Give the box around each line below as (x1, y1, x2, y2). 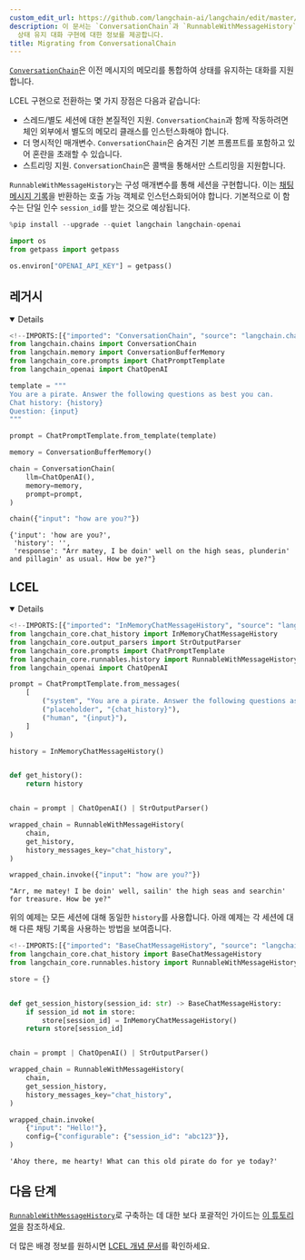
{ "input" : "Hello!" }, (25, 1124, 107, 1133)
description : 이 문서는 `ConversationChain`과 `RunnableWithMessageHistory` (9, 22, 297, 31)
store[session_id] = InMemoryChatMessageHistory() (42, 1016, 238, 1025)
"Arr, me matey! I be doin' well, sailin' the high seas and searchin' (9, 887, 286, 896)
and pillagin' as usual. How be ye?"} (9, 555, 156, 564)
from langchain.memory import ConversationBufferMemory (9, 348, 225, 357)
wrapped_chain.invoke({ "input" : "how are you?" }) (9, 870, 202, 879)
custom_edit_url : (9, 13, 75, 23)
